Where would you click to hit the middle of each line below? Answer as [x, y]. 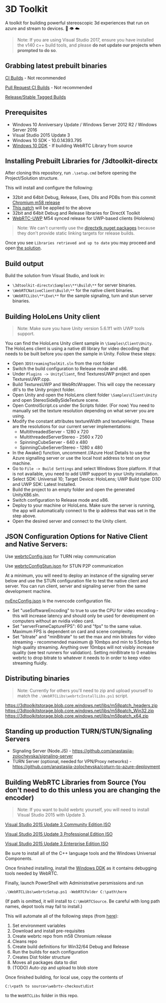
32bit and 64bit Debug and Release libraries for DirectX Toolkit [76, 213]
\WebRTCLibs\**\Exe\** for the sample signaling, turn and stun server [83, 296]
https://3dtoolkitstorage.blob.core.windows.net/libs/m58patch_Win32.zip [80, 711]
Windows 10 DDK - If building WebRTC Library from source [72, 145]
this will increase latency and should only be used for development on [83, 616]
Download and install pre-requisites [48, 931]
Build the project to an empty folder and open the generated [73, 489]
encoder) [20, 798]
